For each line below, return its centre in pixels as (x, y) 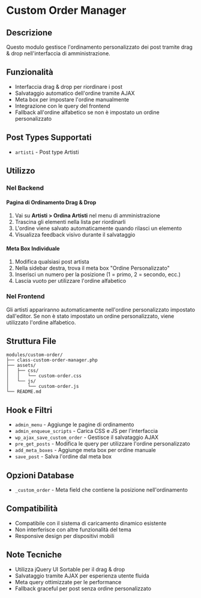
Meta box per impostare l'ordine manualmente (72, 99)
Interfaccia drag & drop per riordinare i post (69, 86)
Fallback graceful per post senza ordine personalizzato (83, 588)
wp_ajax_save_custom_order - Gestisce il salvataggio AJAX (87, 437)
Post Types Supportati (49, 138)
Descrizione (29, 33)
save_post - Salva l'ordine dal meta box (63, 456)
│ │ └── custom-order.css (44, 376)
